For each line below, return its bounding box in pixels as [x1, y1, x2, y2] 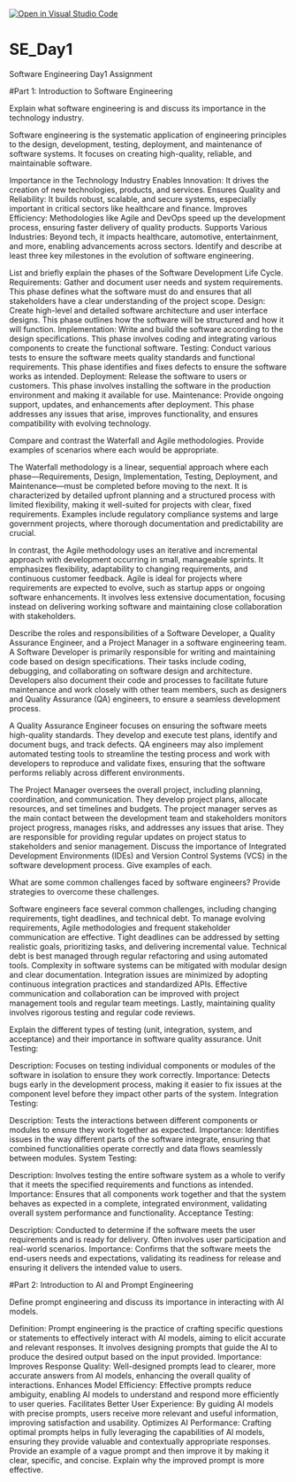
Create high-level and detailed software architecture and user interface [9, 305, 268, 315]
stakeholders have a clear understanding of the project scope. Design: [9, 295, 266, 306]
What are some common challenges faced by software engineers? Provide [9, 877, 281, 888]
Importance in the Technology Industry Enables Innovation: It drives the [9, 175, 269, 185]
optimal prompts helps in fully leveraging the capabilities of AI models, [9, 1426, 265, 1437]
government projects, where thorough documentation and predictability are [9, 518, 284, 529]
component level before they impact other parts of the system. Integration [9, 1088, 278, 1098]
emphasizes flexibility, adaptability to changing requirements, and [9, 563, 248, 574]
